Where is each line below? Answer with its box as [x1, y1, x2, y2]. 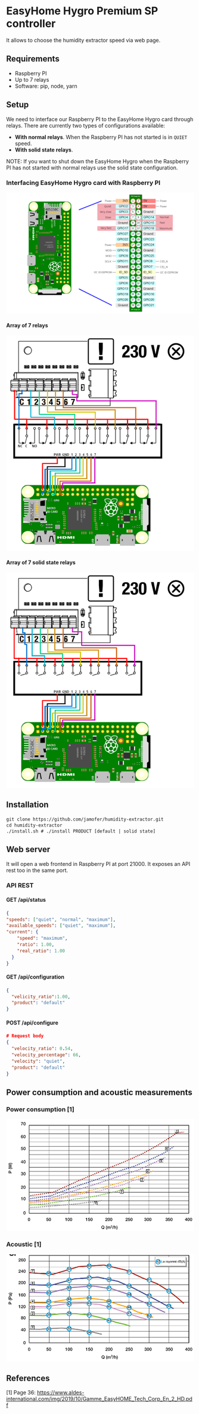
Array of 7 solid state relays [6, 559, 76, 566]
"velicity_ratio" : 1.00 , [11, 994, 70, 1000]
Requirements [6, 54, 60, 64]
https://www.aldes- [36, 1389, 85, 1396]
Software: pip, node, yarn [14, 82, 77, 89]
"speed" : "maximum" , [17, 935, 68, 942]
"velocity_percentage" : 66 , [11, 1052, 82, 1058]
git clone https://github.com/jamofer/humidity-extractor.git [6, 816, 164, 822]
